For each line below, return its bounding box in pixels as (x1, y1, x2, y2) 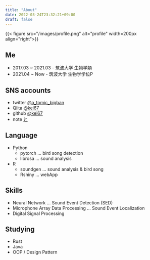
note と (12, 116, 28, 122)
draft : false (5, 17, 33, 22)
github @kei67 (12, 110, 43, 116)
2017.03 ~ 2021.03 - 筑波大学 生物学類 (12, 65, 92, 71)
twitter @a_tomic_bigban (12, 100, 65, 105)
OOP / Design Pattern (12, 249, 58, 255)
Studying (5, 225, 35, 234)
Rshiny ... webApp (20, 171, 58, 178)
